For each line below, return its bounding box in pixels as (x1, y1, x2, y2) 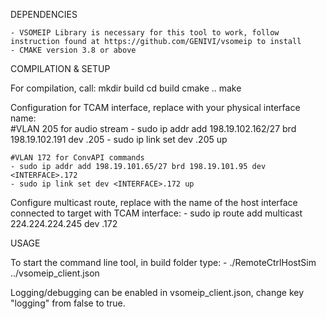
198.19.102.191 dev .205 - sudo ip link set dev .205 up (10, 134, 228, 145)
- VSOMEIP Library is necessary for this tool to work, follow (10, 28, 280, 38)
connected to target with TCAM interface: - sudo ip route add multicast (10, 207, 303, 219)
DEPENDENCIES (10, 9, 78, 20)
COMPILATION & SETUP (10, 63, 111, 74)
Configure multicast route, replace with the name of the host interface (10, 197, 298, 208)
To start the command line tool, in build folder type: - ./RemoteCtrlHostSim (10, 257, 317, 268)
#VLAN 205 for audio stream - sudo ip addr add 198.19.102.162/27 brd (10, 123, 297, 134)
